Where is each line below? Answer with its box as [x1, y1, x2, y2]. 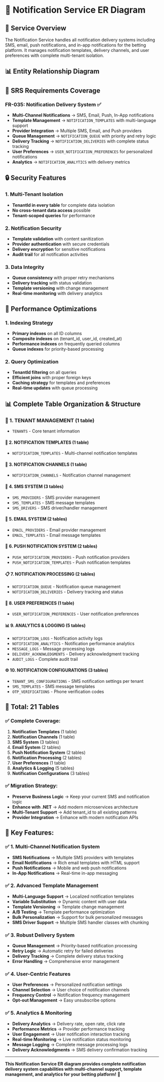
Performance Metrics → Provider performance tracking [12, 1026, 125, 1032]
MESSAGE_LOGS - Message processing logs [12, 646, 95, 651]
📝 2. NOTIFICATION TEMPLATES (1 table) [5, 439, 89, 445]
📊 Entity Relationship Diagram [5, 67, 100, 75]
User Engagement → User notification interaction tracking [12, 1031, 130, 1037]
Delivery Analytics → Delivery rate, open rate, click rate [12, 1021, 125, 1027]
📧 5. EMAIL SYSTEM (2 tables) [5, 516, 67, 522]
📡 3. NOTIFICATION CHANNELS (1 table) [5, 461, 87, 467]
